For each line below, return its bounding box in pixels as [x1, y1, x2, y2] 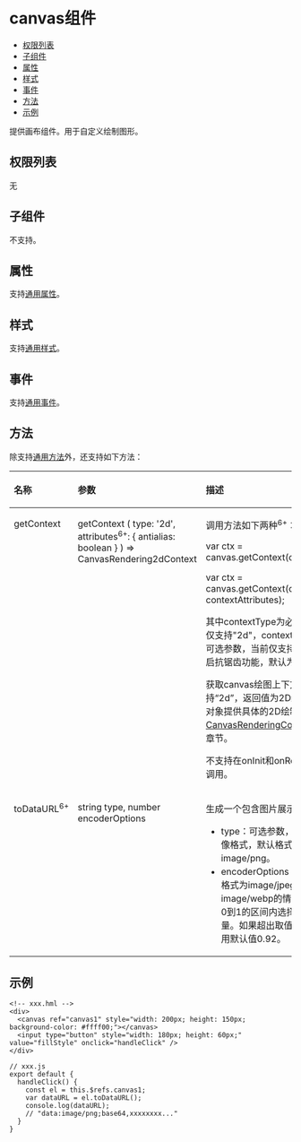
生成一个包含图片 [205, 803, 278, 816]
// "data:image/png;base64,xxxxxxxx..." [25, 1109, 178, 1118]
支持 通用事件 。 [9, 397, 64, 408]
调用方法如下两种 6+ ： [205, 517, 297, 532]
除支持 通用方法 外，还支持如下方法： [9, 451, 143, 462]
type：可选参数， [220, 826, 294, 838]
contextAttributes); [205, 593, 285, 606]
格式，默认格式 [229, 839, 293, 852]
